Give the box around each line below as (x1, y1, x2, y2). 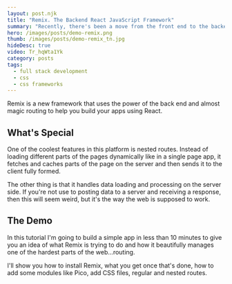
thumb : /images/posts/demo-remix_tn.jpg (7, 36, 126, 43)
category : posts (7, 55, 54, 62)
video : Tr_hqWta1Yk (7, 49, 64, 56)
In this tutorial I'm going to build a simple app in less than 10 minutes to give (7, 233, 222, 241)
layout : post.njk (7, 10, 57, 17)
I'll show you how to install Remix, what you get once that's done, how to (7, 261, 214, 270)
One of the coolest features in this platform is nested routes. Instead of (7, 145, 209, 154)
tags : (7, 61, 23, 68)
